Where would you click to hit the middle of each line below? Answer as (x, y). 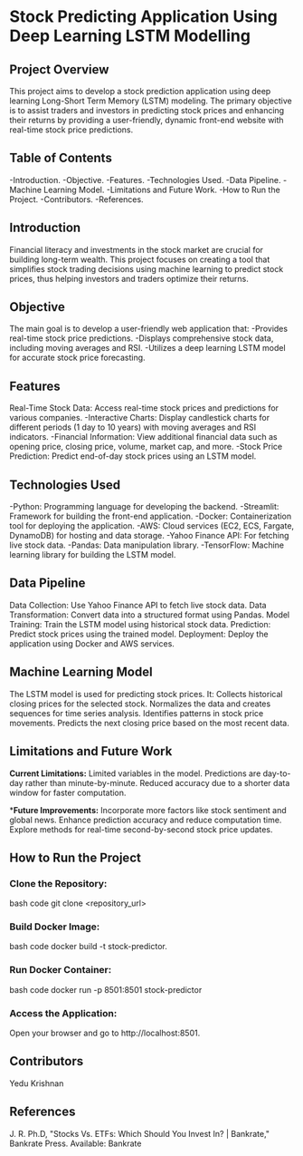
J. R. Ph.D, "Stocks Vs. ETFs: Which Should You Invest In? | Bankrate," (139, 1133)
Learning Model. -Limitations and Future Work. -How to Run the (162, 189)
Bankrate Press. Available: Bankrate (76, 1143)
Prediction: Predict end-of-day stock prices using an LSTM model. (133, 456)
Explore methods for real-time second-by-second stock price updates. (141, 829)
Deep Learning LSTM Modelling (130, 36)
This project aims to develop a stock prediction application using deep (140, 91)
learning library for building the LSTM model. (93, 555)
